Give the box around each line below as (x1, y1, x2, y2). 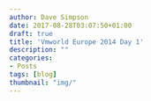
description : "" (9, 46, 69, 54)
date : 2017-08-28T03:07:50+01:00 (9, 21, 132, 30)
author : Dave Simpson (9, 12, 89, 22)
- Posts (9, 62, 38, 71)
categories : (9, 54, 53, 62)
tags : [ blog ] (9, 70, 57, 79)
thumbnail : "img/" (9, 78, 77, 87)
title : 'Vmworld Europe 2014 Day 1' (9, 37, 144, 47)
